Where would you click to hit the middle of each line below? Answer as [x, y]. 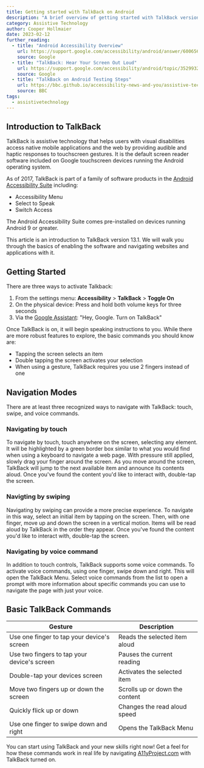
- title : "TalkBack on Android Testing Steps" [72, 79]
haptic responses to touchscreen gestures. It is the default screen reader [98, 154]
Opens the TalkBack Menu [156, 727]
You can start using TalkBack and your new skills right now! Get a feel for [98, 746]
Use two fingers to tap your [48, 654]
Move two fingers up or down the [57, 689]
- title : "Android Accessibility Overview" [67, 46]
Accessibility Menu [39, 197]
